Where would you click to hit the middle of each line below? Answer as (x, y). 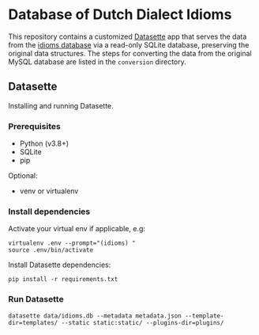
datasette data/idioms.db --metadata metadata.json (95, 316)
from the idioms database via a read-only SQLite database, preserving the (129, 44)
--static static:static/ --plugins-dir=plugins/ (143, 322)
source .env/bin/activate (51, 250)
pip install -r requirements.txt (63, 280)
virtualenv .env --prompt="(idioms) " (72, 243)
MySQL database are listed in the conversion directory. (98, 62)
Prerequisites (34, 126)
